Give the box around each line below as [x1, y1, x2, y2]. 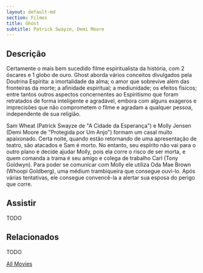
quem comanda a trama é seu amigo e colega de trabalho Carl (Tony [6, 155, 178, 162]
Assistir [6, 198, 36, 208]
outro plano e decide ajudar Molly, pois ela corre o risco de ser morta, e [6, 148, 186, 156]
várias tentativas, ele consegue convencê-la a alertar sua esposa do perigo [6, 174, 196, 181]
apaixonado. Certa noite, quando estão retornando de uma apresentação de [6, 135, 197, 142]
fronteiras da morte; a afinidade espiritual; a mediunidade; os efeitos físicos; [6, 84, 198, 92]
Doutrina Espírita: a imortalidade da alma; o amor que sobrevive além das [6, 78, 190, 86]
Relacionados [6, 232, 59, 242]
